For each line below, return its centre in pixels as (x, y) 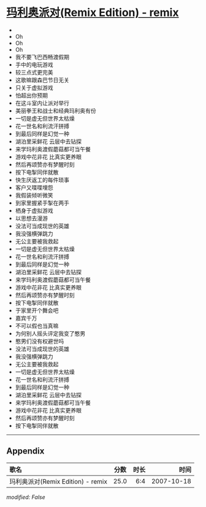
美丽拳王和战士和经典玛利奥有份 (55, 111)
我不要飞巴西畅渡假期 (42, 57)
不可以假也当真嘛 (37, 326)
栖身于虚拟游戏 (34, 210)
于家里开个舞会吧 (37, 310)
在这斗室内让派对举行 (42, 103)
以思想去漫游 (31, 218)
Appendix (25, 451)
